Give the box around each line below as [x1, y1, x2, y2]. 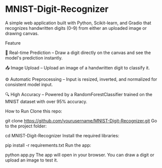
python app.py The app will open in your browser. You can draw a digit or [5, 152, 155, 158]
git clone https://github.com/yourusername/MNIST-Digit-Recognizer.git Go [5, 117, 157, 123]
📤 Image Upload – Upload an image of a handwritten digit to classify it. [5, 64, 150, 70]
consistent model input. [5, 81, 53, 87]
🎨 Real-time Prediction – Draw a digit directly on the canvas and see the [5, 50, 151, 56]
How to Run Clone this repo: [5, 108, 63, 114]
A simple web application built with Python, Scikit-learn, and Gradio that [5, 20, 152, 26]
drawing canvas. [5, 30, 39, 36]
